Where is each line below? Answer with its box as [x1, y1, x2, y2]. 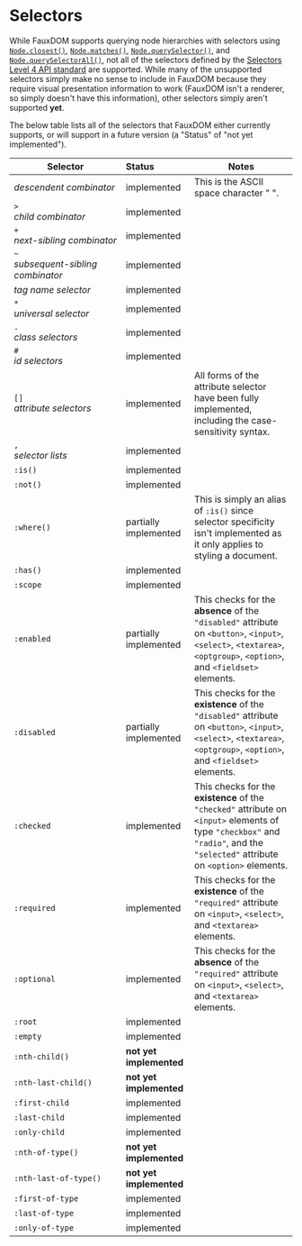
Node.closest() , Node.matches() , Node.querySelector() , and [9, 44, 231, 55]
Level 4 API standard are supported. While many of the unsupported [9, 64, 262, 75]
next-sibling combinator [13, 233, 117, 246]
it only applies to [194, 538, 263, 550]
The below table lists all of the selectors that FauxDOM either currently [9, 119, 271, 131]
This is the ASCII [194, 175, 263, 187]
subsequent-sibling [13, 258, 98, 270]
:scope [13, 579, 42, 590]
